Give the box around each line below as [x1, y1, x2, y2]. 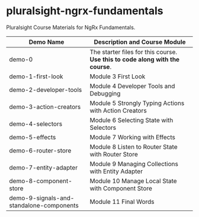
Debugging [89, 89, 121, 97]
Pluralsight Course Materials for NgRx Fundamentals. [6, 24, 136, 31]
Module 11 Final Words [89, 197, 155, 206]
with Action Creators [89, 106, 147, 114]
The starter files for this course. [89, 47, 178, 56]
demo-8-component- [9, 177, 72, 185]
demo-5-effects [9, 133, 56, 141]
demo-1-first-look [9, 72, 63, 81]
